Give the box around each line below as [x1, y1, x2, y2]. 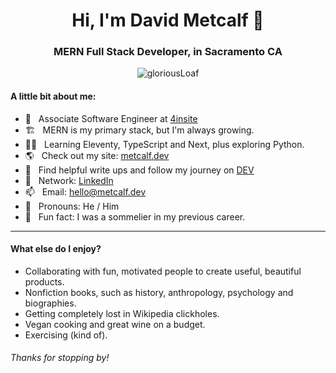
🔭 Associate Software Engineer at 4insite [24, 112, 198, 124]
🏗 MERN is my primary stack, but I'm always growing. [24, 124, 255, 136]
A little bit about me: [10, 90, 97, 103]
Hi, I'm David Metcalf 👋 [71, 9, 265, 32]
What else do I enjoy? [10, 243, 102, 255]
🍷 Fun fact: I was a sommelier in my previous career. [24, 210, 246, 223]
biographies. [24, 297, 77, 309]
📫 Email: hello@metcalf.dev [24, 185, 147, 198]
